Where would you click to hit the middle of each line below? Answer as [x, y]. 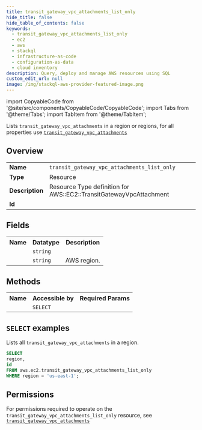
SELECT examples [38, 328]
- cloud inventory [35, 68]
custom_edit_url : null [35, 79]
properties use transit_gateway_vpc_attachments [67, 132]
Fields [18, 226]
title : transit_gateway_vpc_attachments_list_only [71, 12]
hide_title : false [29, 17]
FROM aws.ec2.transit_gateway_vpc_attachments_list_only [79, 370]
